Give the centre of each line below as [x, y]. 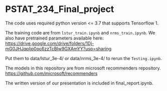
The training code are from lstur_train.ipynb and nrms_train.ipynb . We [80, 32]
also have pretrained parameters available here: [54, 38]
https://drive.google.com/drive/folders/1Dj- [50, 43]
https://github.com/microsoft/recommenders [51, 73]
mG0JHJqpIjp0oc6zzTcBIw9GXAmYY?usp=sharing [58, 48]
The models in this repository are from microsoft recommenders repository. [83, 68]
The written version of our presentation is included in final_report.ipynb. [79, 83]
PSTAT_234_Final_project [60, 9]
